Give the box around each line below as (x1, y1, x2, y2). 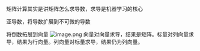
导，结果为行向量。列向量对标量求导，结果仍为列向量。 (6, 38, 143, 45)
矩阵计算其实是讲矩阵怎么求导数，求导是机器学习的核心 (6, 5, 143, 12)
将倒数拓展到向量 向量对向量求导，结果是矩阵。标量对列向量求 (6, 31, 194, 38)
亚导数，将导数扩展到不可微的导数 (6, 18, 91, 25)
